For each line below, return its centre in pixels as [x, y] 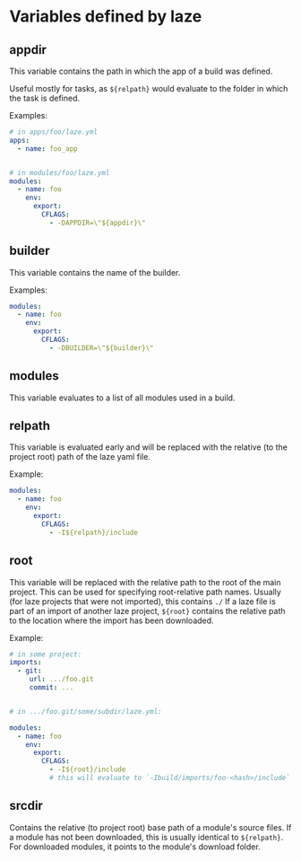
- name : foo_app [47, 149]
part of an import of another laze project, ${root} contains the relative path [147, 611]
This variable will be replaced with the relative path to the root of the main [145, 582]
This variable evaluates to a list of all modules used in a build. [122, 398]
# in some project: [46, 654]
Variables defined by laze [106, 17]
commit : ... [52, 688]
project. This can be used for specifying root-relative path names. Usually [146, 592]
